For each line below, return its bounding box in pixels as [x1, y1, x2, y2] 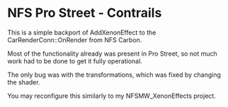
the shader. [7, 77, 40, 86]
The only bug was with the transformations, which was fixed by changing [7, 70, 222, 79]
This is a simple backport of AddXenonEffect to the [7, 28, 156, 37]
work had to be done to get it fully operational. [7, 56, 143, 65]
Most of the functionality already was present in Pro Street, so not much [7, 49, 217, 58]
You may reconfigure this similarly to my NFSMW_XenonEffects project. [7, 92, 216, 100]
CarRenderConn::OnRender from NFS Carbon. [7, 35, 142, 44]
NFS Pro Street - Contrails [7, 5, 162, 21]
